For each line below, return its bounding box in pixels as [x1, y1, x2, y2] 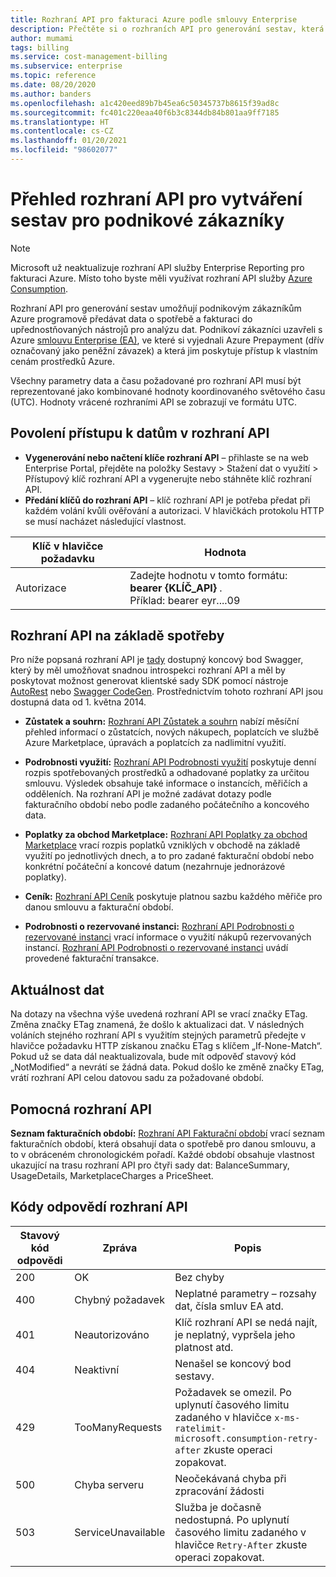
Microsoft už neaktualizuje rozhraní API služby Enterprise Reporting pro [10, 261, 305, 273]
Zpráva [102, 1241, 138, 1255]
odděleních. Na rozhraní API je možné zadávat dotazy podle [24, 788, 272, 800]
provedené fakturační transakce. [24, 952, 160, 965]
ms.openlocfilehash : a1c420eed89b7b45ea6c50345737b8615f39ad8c [10, 98, 280, 108]
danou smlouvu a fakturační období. [24, 901, 174, 913]
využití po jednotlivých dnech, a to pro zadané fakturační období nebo [24, 850, 315, 862]
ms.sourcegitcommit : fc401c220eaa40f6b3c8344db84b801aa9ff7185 [10, 107, 280, 118]
